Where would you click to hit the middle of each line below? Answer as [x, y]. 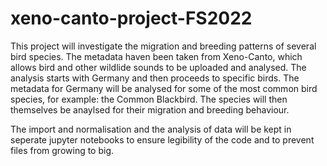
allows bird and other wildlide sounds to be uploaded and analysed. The [158, 67]
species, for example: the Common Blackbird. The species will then [149, 99]
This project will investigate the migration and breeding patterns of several [163, 46]
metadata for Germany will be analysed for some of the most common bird [164, 88]
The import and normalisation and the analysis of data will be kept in [151, 129]
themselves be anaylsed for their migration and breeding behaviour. [150, 109]
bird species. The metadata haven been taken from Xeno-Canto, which [156, 56]
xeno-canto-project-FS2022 [131, 18]
